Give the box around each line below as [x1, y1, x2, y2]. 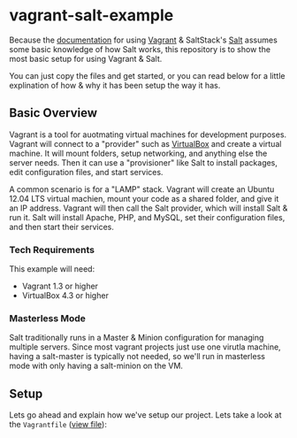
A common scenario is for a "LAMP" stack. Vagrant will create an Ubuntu [9, 183, 275, 195]
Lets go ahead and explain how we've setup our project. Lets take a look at [9, 410, 282, 420]
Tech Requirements [9, 243, 95, 256]
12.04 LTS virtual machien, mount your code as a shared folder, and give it [9, 193, 279, 204]
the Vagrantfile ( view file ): [9, 419, 108, 430]
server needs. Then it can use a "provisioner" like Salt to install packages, [9, 157, 278, 168]
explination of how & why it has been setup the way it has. [9, 80, 221, 90]
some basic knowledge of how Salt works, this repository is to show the [9, 43, 271, 54]
